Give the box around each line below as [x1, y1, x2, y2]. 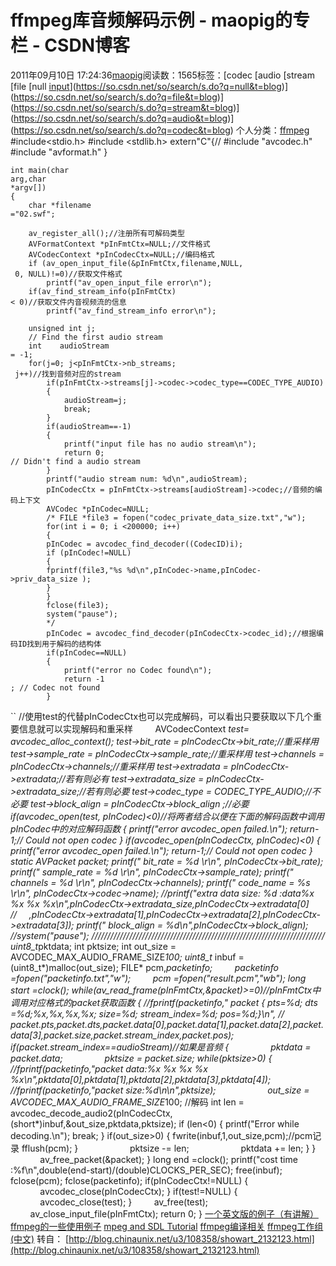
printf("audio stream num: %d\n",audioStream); [46, 474, 248, 484]
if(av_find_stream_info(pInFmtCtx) [28, 286, 177, 296]
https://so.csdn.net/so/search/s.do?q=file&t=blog [13, 91, 218, 103]
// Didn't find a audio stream [10, 456, 141, 466]
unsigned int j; [28, 323, 97, 333]
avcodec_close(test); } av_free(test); [39, 1196, 209, 1208]
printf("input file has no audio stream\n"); [63, 439, 257, 449]
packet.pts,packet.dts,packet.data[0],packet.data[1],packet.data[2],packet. [10, 1018, 324, 1030]
